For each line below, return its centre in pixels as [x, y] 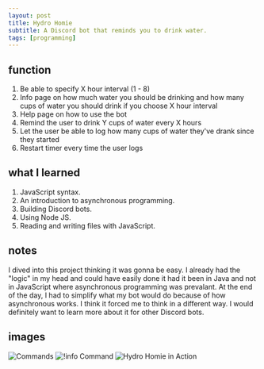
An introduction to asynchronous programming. [97, 200]
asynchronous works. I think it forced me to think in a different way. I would [131, 303]
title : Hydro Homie [40, 23]
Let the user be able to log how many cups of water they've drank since [137, 131]
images [27, 337]
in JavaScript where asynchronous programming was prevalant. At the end [130, 286]
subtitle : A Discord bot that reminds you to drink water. [108, 30]
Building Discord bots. [56, 209]
